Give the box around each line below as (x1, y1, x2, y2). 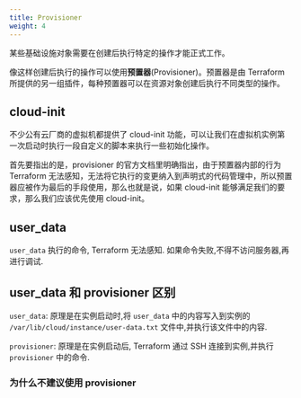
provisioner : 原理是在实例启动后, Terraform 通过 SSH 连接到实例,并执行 (9, 341, 274, 351)
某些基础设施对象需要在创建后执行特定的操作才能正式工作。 (9, 47, 230, 58)
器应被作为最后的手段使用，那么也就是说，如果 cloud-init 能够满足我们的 (9, 181, 278, 193)
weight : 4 (9, 22, 47, 31)
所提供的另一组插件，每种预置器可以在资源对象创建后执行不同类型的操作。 (9, 77, 285, 88)
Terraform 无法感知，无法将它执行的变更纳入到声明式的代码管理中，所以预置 (9, 171, 293, 181)
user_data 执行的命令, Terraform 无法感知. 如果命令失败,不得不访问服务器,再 (9, 244, 289, 256)
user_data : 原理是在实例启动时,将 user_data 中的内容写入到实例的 (9, 310, 251, 321)
